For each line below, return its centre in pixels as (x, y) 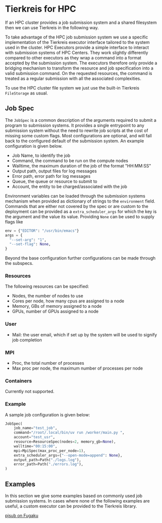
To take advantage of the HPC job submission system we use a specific (77, 37)
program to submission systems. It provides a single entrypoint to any (75, 125)
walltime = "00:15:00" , (35, 446)
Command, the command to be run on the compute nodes (70, 160)
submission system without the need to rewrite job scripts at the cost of (77, 131)
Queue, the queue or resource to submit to (55, 181)
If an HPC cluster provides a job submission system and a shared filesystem (81, 22)
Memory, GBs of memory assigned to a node (57, 306)
